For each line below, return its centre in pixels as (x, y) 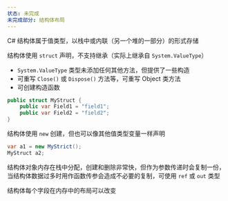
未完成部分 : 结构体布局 (36, 20)
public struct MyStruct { (44, 100)
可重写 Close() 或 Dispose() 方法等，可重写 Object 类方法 (99, 78)
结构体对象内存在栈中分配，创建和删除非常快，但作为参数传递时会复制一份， (116, 167)
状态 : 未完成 (23, 13)
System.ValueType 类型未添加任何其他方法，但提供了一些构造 (103, 70)
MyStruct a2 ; (26, 153)
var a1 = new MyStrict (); (44, 146)
